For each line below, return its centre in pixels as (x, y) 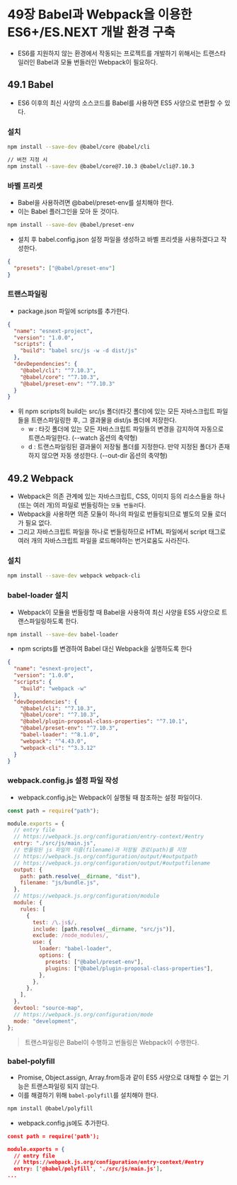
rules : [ (33, 909)
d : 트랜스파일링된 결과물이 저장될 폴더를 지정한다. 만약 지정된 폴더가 (122, 447)
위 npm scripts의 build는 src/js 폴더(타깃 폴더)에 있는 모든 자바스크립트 (116, 411)
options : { (55, 955)
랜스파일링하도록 (40, 621)
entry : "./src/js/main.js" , (55, 843)
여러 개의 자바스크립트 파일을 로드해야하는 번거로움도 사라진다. (104, 541)
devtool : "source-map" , (48, 1008)
